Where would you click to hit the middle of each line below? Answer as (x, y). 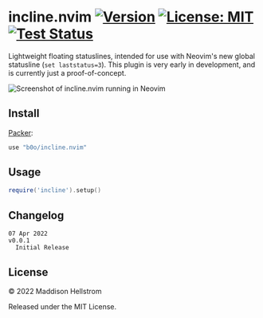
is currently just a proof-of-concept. (67, 73)
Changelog (36, 215)
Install (24, 114)
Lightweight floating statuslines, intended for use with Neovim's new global (131, 56)
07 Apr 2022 (28, 234)
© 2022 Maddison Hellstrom (55, 291)
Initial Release (42, 248)
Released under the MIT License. (63, 306)
